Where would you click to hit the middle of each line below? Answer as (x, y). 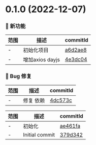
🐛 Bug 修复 (19, 76)
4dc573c (61, 100)
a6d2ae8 (76, 50)
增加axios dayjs (41, 60)
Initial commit (39, 134)
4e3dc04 (76, 59)
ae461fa (70, 126)
